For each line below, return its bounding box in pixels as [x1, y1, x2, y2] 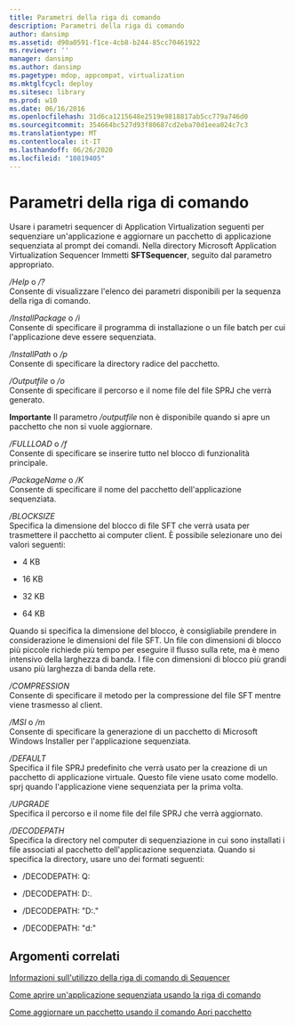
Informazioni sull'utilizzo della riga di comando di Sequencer [9, 973, 231, 983]
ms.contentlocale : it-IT [9, 137, 101, 146]
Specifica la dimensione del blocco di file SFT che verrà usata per [9, 520, 251, 531]
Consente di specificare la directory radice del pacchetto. [9, 358, 220, 370]
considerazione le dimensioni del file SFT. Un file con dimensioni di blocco [9, 635, 282, 646]
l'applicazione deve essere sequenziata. [9, 331, 157, 343]
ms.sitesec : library [9, 87, 86, 96]
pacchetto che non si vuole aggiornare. [9, 421, 154, 432]
